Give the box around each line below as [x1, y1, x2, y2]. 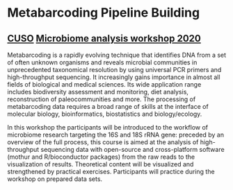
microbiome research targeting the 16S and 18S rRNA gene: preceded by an [7, 130, 225, 139]
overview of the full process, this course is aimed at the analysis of [7, 138, 199, 146]
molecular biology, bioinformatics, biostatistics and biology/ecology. [7, 110, 202, 118]
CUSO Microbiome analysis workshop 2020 [7, 33, 202, 44]
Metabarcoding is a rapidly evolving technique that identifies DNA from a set [7, 51, 227, 59]
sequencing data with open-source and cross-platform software [40, 146, 225, 153]
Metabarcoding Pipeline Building [7, 5, 200, 21]
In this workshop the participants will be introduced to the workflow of [7, 123, 209, 131]
